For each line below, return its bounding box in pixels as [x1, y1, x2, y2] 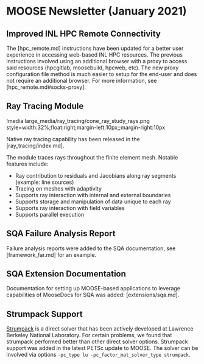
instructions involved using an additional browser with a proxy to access [6, 58, 188, 65]
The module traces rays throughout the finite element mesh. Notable [6, 153, 178, 161]
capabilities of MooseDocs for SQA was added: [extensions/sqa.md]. [6, 291, 180, 299]
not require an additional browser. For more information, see [6, 77, 157, 84]
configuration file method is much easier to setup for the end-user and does [6, 71, 197, 77]
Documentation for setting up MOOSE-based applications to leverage [6, 285, 181, 292]
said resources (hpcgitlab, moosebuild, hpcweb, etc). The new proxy [6, 64, 179, 71]
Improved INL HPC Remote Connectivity [6, 29, 161, 39]
